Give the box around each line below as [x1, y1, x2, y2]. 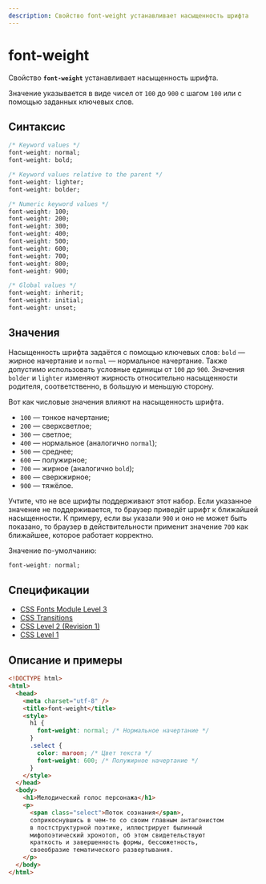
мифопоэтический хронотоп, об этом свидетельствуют [29, 831, 206, 839]
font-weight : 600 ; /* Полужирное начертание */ [37, 757, 199, 765]
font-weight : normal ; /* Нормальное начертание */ [37, 727, 210, 735]
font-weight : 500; [8, 237, 70, 245]
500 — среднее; [19, 446, 74, 456]
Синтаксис [8, 119, 66, 133]
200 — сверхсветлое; [19, 421, 92, 430]
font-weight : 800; [8, 260, 70, 268]
